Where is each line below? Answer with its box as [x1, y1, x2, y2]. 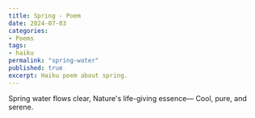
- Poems [8, 34, 35, 43]
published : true [8, 64, 63, 72]
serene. [8, 102, 34, 112]
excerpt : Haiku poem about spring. [8, 71, 128, 79]
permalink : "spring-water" [8, 57, 99, 65]
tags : [8, 42, 27, 50]
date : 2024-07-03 [8, 19, 67, 27]
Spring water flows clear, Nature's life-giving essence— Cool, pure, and [8, 93, 248, 103]
